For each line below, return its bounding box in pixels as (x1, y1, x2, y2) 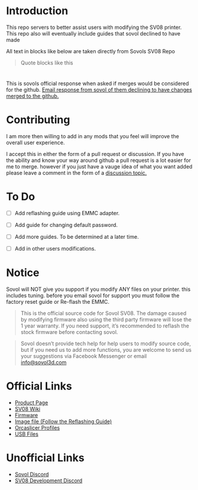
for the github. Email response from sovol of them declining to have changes (6, 86, 192, 93)
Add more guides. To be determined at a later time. (14, 233, 139, 241)
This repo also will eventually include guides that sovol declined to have (6, 30, 181, 37)
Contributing (6, 113, 70, 126)
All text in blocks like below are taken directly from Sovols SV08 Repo (6, 47, 176, 54)
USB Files (14, 430, 38, 438)
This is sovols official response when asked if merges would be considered (6, 80, 189, 87)
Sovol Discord (14, 471, 49, 478)
